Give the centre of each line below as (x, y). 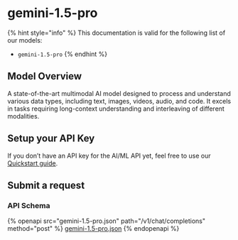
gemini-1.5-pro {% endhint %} (63, 54)
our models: (25, 40)
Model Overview (44, 76)
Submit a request (46, 185)
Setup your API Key (51, 139)
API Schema (29, 205)
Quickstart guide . (33, 163)
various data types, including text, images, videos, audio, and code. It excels (119, 101)
